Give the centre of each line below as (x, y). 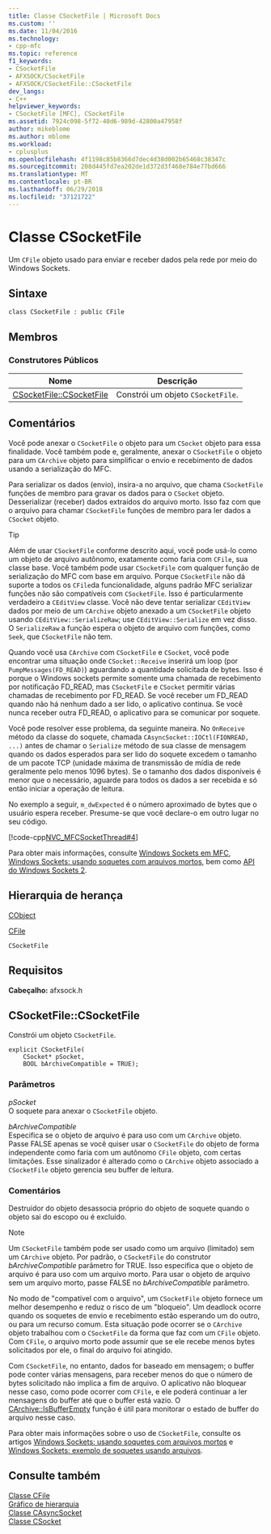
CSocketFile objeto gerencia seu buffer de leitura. (91, 1169)
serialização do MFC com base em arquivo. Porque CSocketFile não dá (127, 576)
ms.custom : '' (32, 24)
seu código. (28, 821)
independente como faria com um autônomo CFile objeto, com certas (125, 1152)
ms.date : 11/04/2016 (43, 31)
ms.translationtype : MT (49, 174)
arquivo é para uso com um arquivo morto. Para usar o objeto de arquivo (129, 1274)
